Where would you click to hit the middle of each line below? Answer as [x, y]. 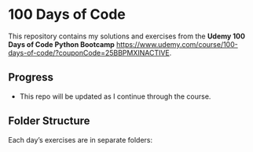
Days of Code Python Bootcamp [62, 44]
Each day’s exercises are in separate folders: [81, 139]
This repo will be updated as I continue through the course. [115, 96]
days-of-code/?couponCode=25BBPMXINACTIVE [89, 52]
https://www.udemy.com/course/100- [177, 44]
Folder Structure [49, 121]
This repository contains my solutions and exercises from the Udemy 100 [127, 36]
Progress [31, 77]
